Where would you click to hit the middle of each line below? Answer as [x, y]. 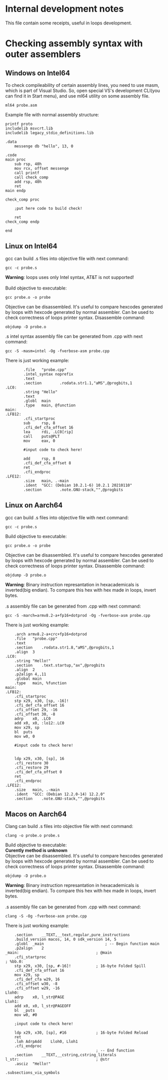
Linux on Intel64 [31, 246]
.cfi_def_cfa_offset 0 [38, 772]
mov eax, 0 [39, 441]
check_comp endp [22, 221]
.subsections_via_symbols [32, 1073]
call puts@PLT [41, 436]
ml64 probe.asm [21, 105]
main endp [16, 190]
